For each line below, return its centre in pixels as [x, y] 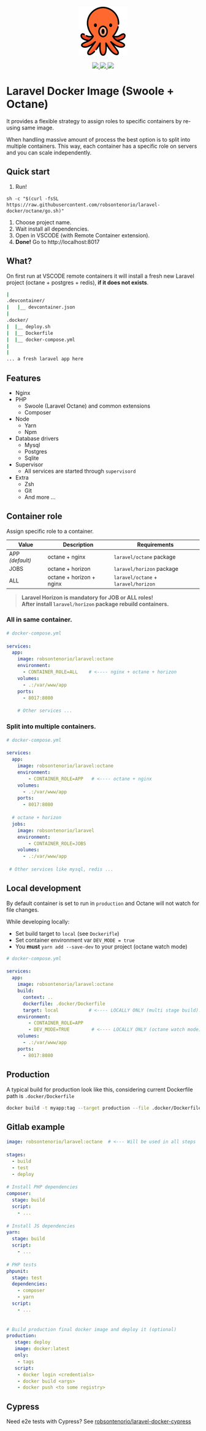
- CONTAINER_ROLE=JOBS [57, 844]
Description [78, 545]
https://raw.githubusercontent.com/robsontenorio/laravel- [83, 205]
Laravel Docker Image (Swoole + [90, 91]
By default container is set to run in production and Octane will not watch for [103, 903]
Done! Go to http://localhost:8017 [57, 242]
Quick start [28, 172]
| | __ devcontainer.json [41, 307]
